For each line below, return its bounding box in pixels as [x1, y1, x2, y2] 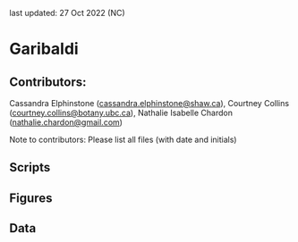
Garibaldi [9, 39, 79, 59]
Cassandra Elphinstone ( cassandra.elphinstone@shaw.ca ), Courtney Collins [9, 98, 289, 108]
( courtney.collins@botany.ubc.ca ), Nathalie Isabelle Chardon [9, 107, 233, 118]
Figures [9, 190, 53, 205]
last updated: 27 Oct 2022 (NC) [9, 8, 125, 18]
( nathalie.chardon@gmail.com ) [9, 117, 123, 128]
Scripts [9, 160, 51, 175]
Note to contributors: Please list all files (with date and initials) [9, 134, 237, 145]
